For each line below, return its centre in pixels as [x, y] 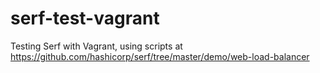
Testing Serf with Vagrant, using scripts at [96, 46]
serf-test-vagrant [85, 18]
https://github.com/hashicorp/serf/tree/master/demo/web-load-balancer [160, 56]
